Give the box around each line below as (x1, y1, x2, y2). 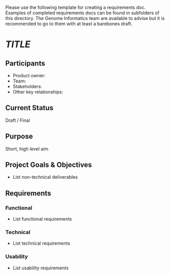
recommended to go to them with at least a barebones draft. (5, 20, 133, 27)
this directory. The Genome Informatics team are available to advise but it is (5, 15, 165, 21)
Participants (5, 59, 45, 68)
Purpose (5, 132, 33, 141)
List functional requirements (12, 216, 72, 222)
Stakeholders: (12, 83, 42, 89)
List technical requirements (12, 240, 71, 246)
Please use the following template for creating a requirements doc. (5, 5, 146, 10)
